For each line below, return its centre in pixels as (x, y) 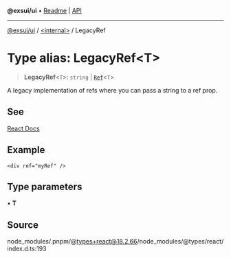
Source (23, 225)
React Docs (23, 128)
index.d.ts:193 (27, 249)
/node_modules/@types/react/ (180, 242)
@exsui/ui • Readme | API (45, 11)
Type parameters (45, 186)
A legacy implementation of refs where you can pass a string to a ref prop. (112, 90)
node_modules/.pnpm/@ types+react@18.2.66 (72, 242)
